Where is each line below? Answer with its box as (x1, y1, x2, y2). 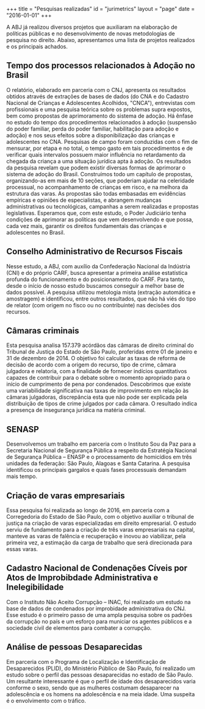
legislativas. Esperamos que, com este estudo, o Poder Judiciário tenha (6, 209, 187, 216)
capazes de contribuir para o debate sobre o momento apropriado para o (6, 374, 190, 382)
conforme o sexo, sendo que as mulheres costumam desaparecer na (6, 684, 179, 691)
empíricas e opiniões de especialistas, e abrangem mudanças (6, 196, 162, 204)
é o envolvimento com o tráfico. (6, 697, 87, 704)
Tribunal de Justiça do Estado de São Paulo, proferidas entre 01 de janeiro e (6, 348, 197, 355)
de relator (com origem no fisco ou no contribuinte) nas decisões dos (6, 301, 181, 308)
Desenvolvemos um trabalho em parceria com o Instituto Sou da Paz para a (6, 440, 196, 447)
